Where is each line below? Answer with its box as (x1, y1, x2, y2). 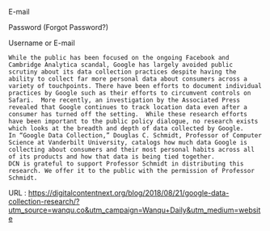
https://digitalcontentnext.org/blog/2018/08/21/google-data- (27, 188, 230, 197)
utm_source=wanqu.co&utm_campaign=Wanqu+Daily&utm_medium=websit (8, 205, 261, 215)
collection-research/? (8, 197, 80, 206)
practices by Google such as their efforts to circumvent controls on (8, 89, 251, 97)
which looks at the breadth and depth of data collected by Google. (8, 124, 244, 132)
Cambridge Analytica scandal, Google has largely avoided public (8, 61, 233, 69)
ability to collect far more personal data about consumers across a (8, 75, 248, 83)
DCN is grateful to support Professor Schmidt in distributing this (8, 160, 244, 168)
